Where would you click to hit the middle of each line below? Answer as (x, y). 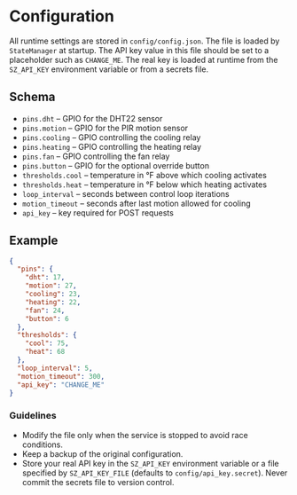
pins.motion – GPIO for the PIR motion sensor (105, 128)
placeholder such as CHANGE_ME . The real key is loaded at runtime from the (144, 59)
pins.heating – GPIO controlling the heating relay (112, 146)
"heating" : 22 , (53, 302)
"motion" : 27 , (51, 286)
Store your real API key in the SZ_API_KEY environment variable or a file (150, 463)
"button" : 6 (47, 318)
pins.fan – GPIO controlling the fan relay (96, 156)
